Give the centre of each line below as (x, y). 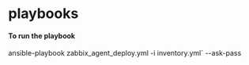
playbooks (43, 14)
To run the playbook (42, 35)
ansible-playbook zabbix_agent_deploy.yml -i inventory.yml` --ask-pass (125, 53)
